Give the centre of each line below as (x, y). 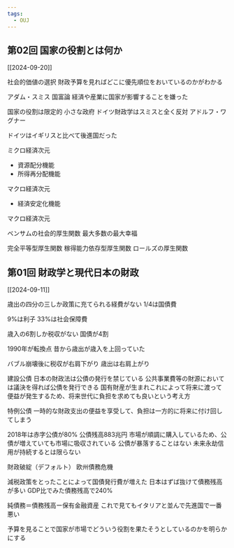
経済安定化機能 (39, 204)
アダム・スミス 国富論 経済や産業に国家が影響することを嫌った (98, 97)
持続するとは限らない (50, 452)
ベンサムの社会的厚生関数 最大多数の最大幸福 (72, 233)
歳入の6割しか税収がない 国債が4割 (58, 334)
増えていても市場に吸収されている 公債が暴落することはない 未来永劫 (118, 443)
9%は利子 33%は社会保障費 (47, 319)
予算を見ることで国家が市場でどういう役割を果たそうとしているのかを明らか (117, 529)
